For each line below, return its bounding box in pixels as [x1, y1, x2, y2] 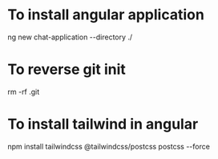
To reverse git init [7, 60, 126, 79]
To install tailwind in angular [7, 115, 199, 133]
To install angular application [7, 6, 205, 24]
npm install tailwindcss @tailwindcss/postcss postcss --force [7, 141, 210, 151]
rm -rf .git [7, 87, 40, 96]
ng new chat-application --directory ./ [7, 32, 133, 42]
